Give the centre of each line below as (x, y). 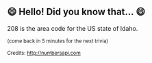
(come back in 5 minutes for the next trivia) (58, 41)
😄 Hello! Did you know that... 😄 (76, 12)
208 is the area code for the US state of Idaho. (73, 28)
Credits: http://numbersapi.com (44, 53)
